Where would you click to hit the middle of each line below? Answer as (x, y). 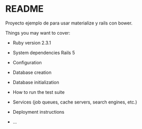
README (25, 9)
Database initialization (36, 82)
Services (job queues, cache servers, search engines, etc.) (75, 102)
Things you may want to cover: (38, 33)
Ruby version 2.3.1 (32, 43)
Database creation (32, 72)
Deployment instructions (39, 112)
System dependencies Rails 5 (44, 53)
